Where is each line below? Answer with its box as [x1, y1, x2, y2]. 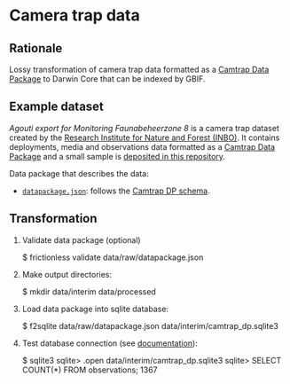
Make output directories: [21, 269, 113, 279]
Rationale [9, 41, 63, 56]
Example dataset [9, 99, 105, 114]
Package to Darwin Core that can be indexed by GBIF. [9, 74, 206, 84]
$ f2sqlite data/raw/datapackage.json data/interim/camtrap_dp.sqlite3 [21, 320, 279, 331]
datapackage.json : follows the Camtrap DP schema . [21, 185, 210, 196]
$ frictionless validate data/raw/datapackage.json [21, 252, 204, 263]
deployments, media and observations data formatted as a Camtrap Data [9, 141, 276, 152]
